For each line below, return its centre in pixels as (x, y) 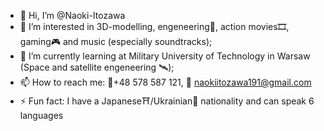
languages (41, 115)
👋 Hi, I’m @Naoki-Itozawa (72, 15)
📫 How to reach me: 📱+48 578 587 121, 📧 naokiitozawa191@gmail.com (165, 82)
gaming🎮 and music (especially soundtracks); (116, 41)
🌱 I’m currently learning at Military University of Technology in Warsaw (165, 56)
